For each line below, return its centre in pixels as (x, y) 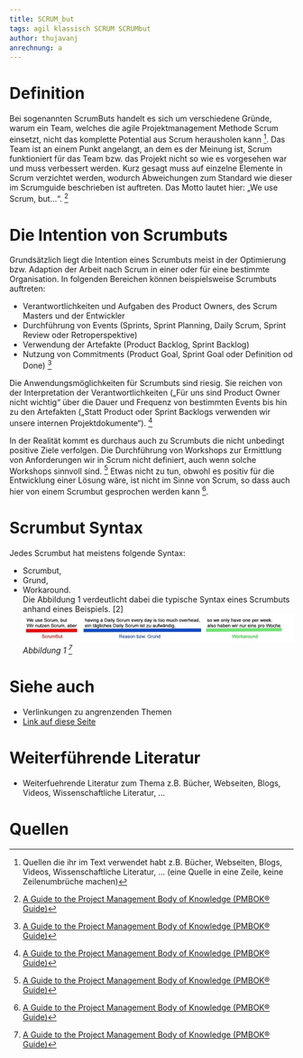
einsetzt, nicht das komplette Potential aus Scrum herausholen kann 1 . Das (147, 138)
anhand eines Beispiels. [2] (73, 609)
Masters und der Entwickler (73, 316)
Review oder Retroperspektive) (80, 335)
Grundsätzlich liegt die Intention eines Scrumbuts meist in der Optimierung (148, 260)
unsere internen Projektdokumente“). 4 (81, 422)
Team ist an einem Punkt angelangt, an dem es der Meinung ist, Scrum (141, 148)
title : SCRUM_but (42, 19)
